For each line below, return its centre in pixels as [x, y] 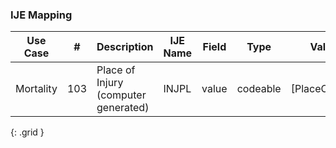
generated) [123, 108]
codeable [259, 89]
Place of [116, 70]
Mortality [36, 89]
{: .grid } [27, 132]
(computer [121, 95]
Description [125, 47]
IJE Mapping [41, 15]
